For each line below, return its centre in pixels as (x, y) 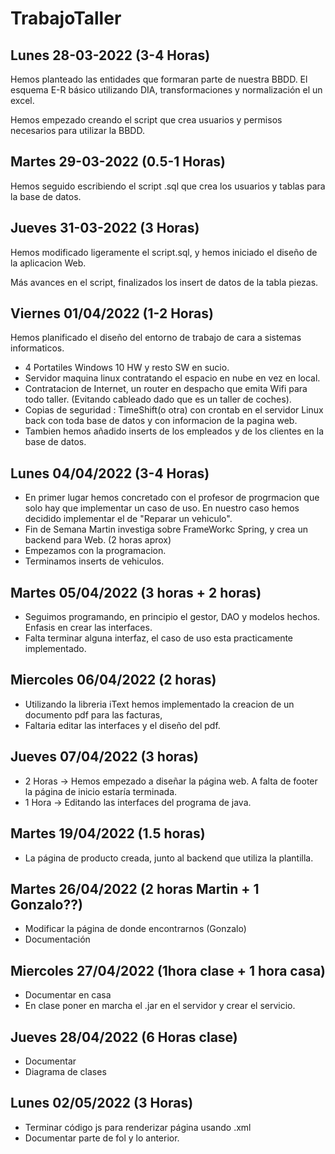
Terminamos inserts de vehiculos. (94, 561)
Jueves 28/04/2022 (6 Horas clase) (124, 1037)
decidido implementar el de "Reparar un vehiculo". (128, 519)
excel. (22, 100)
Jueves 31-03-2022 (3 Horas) (105, 228)
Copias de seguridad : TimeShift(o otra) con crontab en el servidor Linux (174, 410)
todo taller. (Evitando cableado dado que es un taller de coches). (158, 399)
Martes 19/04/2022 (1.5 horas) (108, 833)
